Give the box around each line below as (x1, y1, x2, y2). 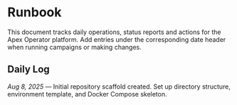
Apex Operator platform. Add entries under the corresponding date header (7, 35, 226, 43)
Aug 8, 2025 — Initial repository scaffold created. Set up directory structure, (7, 82, 231, 91)
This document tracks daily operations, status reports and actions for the (7, 28, 221, 36)
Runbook (7, 4, 62, 21)
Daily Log (7, 63, 50, 75)
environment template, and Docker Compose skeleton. (7, 89, 167, 98)
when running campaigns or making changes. (7, 43, 142, 51)
